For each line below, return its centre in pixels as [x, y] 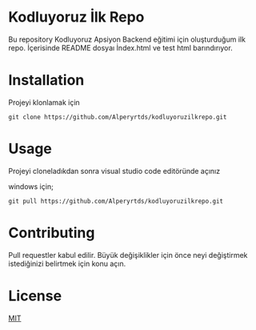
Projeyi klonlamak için [44, 102]
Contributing [52, 233]
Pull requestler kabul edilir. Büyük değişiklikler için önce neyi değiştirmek [128, 255]
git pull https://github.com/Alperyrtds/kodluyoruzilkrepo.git [116, 201]
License [35, 296]
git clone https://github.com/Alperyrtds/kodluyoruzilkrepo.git [118, 117]
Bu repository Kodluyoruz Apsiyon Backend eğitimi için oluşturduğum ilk [127, 39]
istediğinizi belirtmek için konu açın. [67, 264]
